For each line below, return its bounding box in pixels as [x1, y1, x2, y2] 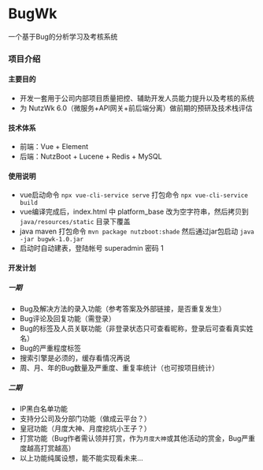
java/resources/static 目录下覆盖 [19, 217, 131, 226]
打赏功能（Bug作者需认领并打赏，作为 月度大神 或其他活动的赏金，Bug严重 [19, 434, 256, 442]
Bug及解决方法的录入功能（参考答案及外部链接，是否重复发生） [19, 304, 226, 314]
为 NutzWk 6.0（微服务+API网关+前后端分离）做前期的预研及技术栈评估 [19, 103, 253, 113]
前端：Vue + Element [19, 142, 89, 151]
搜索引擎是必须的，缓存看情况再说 [19, 353, 131, 363]
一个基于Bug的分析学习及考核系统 [8, 32, 118, 41]
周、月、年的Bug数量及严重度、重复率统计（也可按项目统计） [19, 364, 219, 373]
